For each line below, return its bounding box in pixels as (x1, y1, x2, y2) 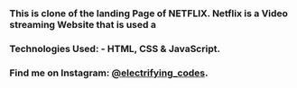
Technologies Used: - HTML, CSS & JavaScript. (9, 42, 221, 55)
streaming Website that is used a (9, 18, 156, 31)
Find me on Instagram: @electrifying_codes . (9, 66, 209, 79)
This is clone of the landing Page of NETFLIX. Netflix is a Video (9, 7, 289, 20)
